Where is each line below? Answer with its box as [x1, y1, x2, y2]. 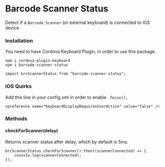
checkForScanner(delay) [5, 128, 58, 134]
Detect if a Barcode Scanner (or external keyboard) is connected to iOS [5, 19, 150, 25]
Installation [5, 37, 33, 44]
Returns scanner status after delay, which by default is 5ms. [5, 139, 128, 145]
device [5, 24, 19, 30]
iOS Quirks [5, 83, 32, 90]
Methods [5, 115, 27, 122]
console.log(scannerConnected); [14, 153, 81, 158]
